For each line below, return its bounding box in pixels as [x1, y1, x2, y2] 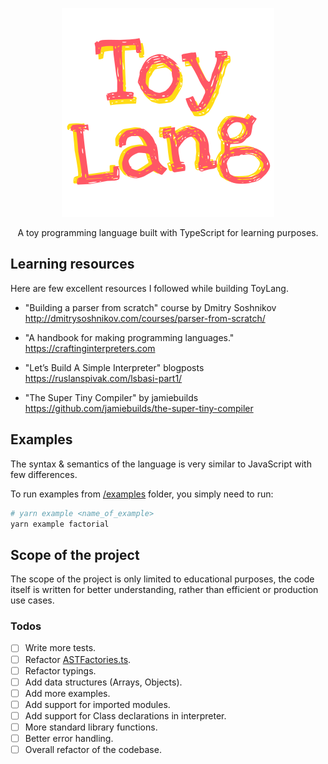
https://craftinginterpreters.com [24, 342, 156, 354]
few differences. [10, 468, 78, 480]
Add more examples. [24, 687, 111, 699]
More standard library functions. [24, 721, 158, 733]
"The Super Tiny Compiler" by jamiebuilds [24, 391, 199, 403]
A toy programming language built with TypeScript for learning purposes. [17, 227, 319, 238]
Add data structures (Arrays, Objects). [24, 676, 183, 688]
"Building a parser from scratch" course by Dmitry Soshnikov [24, 301, 277, 313]
